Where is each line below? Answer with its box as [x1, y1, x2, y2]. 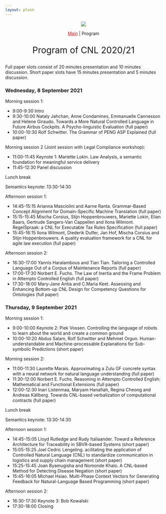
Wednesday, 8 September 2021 [5, 87, 83, 94]
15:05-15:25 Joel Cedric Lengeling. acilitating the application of [12, 447, 142, 453]
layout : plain [5, 7, 35, 12]
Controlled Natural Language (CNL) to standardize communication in [12, 452, 153, 458]
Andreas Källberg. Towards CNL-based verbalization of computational [12, 392, 156, 398]
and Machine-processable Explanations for [46, 341, 134, 347]
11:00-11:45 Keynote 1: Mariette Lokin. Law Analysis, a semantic [12, 153, 142, 160]
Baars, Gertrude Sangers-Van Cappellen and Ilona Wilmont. [12, 219, 134, 225]
